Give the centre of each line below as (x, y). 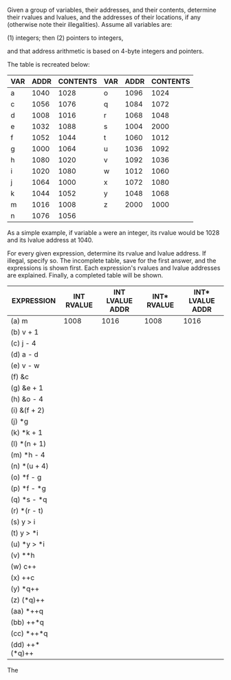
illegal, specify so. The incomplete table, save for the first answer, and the (112, 261)
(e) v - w (25, 365)
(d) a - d (25, 354)
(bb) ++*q (27, 622)
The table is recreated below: (48, 64)
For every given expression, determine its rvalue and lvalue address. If (107, 253)
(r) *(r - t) (27, 511)
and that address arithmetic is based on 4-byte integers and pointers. (106, 51)
